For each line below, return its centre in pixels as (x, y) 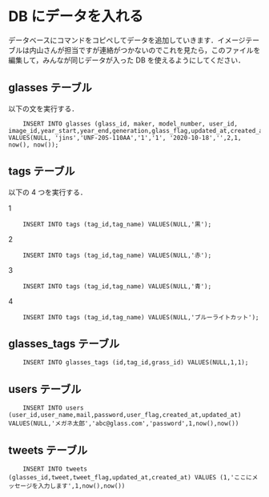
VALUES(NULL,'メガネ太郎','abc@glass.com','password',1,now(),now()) (124, 424)
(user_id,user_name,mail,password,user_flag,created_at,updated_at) (125, 415)
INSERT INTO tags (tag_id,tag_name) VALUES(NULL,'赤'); (117, 255)
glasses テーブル (50, 88)
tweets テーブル (48, 450)
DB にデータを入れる (76, 16)
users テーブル (45, 389)
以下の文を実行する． (43, 108)
